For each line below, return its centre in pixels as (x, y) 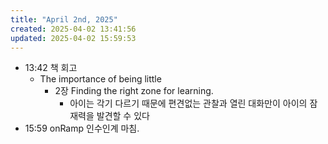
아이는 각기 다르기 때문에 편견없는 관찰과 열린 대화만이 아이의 (188, 103)
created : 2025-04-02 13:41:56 (73, 29)
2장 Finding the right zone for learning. (134, 91)
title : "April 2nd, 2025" (64, 19)
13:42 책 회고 (51, 68)
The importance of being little (100, 79)
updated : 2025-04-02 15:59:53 (73, 38)
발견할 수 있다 (123, 116)
